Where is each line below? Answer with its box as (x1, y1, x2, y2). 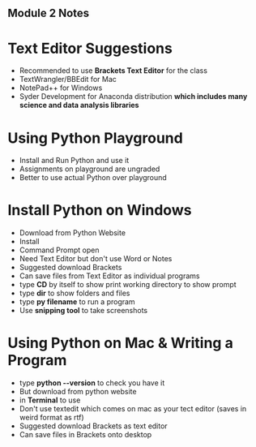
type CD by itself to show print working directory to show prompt (19, 280, 237, 290)
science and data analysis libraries (19, 101, 139, 110)
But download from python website (19, 387, 137, 397)
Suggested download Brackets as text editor (19, 421, 168, 431)
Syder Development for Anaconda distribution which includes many (19, 92, 248, 101)
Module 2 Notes (7, 6, 90, 20)
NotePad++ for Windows (19, 83, 103, 92)
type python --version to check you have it (19, 378, 165, 388)
